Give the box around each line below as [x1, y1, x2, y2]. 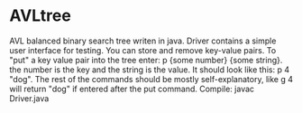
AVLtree [9, 5, 72, 26]
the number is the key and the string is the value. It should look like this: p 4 [9, 64, 290, 75]
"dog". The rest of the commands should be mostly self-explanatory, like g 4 [9, 73, 293, 84]
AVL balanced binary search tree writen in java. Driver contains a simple [9, 35, 277, 46]
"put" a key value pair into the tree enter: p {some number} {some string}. [9, 54, 283, 65]
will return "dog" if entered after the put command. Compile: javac [9, 83, 255, 94]
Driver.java [9, 92, 50, 104]
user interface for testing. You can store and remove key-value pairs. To [9, 44, 277, 55]
